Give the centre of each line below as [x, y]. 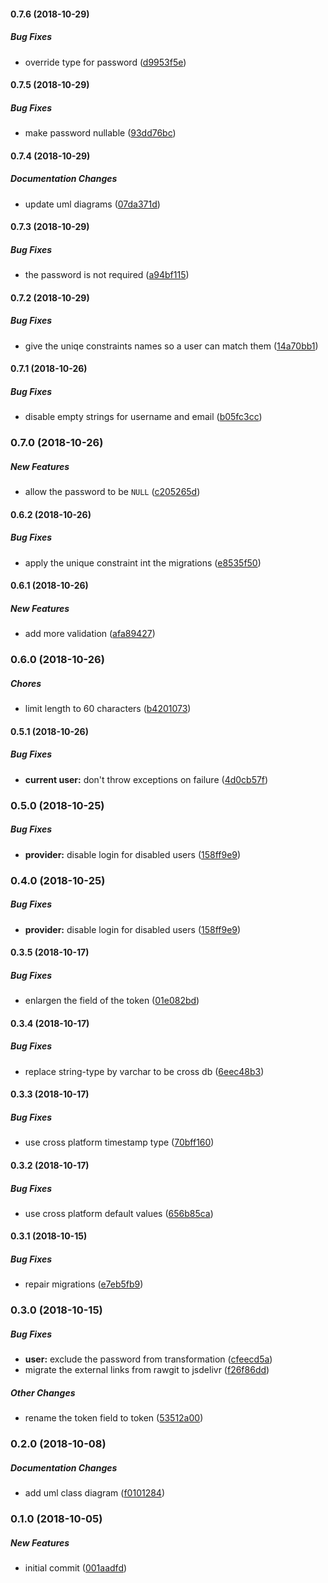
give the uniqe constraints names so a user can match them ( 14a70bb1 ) [171, 346]
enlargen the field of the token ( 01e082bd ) [112, 1001]
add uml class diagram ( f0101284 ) [95, 1493]
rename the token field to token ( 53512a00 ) [114, 1418]
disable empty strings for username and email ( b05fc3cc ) [143, 417]
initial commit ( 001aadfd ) [76, 1568]
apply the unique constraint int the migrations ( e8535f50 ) [143, 562]
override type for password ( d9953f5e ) [105, 62]
